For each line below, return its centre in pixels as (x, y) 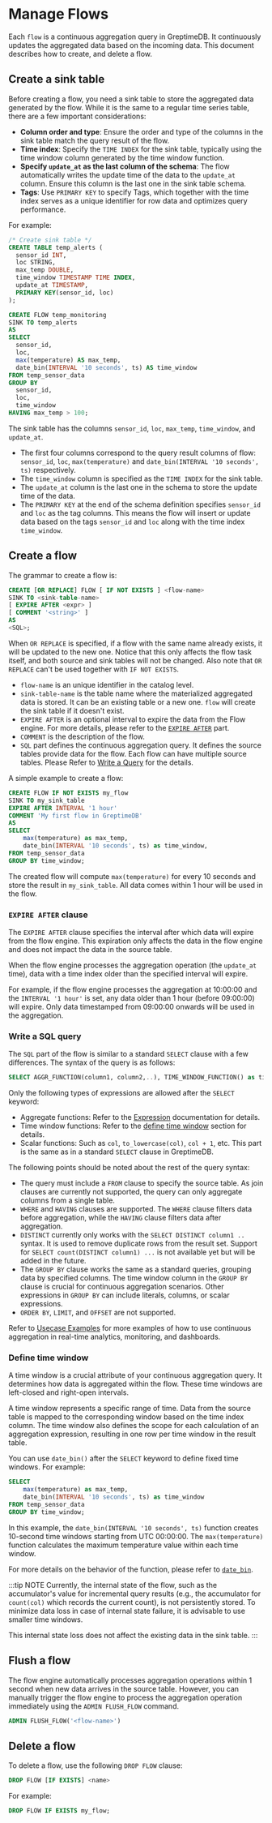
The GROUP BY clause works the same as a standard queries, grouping (136, 1269)
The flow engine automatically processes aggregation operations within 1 (130, 1680)
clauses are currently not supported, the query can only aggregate (131, 1192)
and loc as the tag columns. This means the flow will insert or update (135, 513)
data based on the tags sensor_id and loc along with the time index (132, 521)
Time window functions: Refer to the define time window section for (133, 1126)
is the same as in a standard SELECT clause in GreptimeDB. (117, 1152)
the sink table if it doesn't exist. (72, 710)
